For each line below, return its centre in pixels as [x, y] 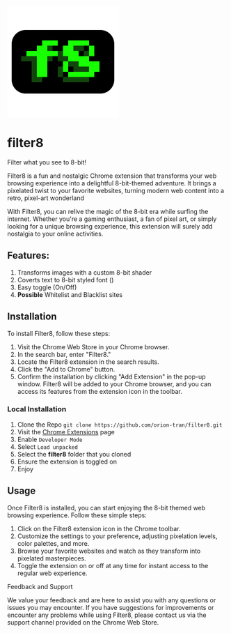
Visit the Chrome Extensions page [66, 432]
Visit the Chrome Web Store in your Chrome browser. [93, 346]
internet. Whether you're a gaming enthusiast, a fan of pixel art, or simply [112, 219]
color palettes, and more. [53, 543]
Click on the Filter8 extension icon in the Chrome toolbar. [99, 528]
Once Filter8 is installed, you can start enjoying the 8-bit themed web [106, 508]
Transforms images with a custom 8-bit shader [84, 272]
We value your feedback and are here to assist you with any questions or [112, 600]
